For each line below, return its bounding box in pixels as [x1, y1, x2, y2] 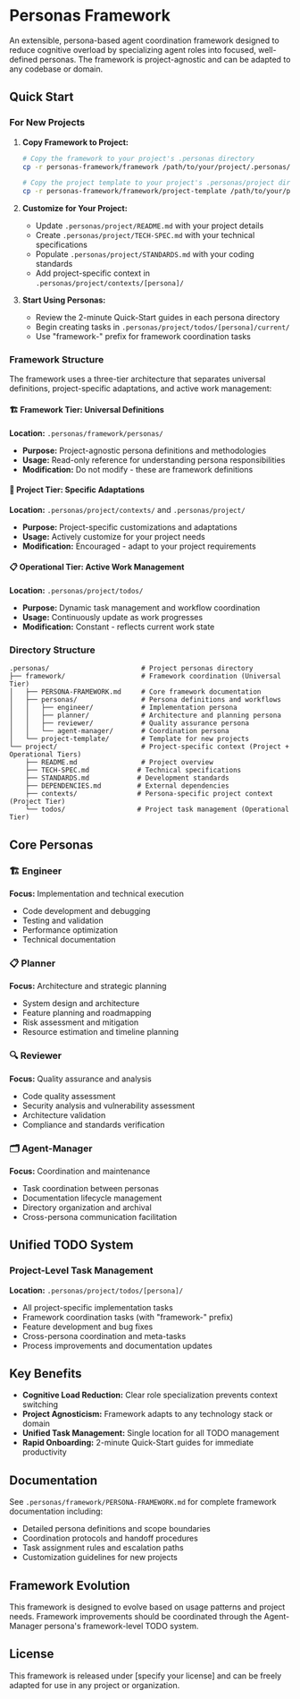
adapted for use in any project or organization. [9, 1679, 180, 1690]
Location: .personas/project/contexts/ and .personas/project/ [9, 504, 246, 515]
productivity [21, 1447, 67, 1457]
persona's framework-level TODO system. [44, 1621, 199, 1632]
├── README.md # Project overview [25, 758, 214, 767]
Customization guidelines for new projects [21, 1552, 179, 1563]
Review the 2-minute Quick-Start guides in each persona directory [35, 312, 280, 323]
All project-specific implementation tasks [21, 1302, 174, 1312]
